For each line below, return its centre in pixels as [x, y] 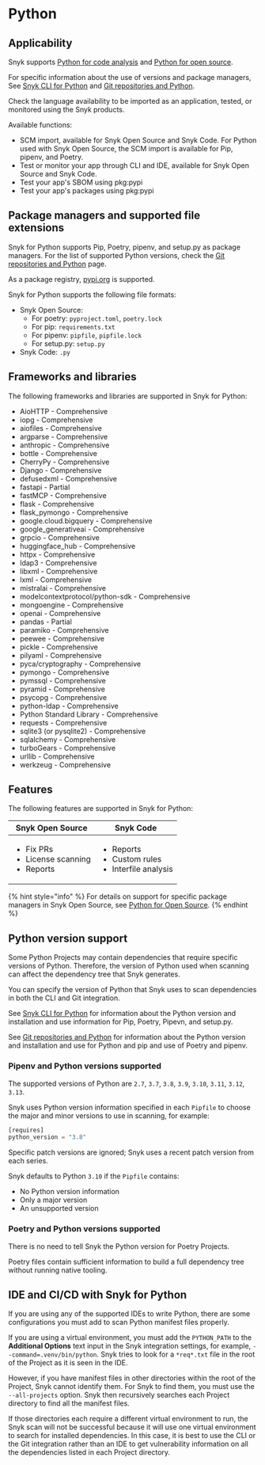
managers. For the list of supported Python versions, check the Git [117, 255]
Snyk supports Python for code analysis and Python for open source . [121, 62]
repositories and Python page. [57, 264]
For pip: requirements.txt [73, 326]
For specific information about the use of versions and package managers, [130, 77]
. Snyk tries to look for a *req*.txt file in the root [176, 1354]
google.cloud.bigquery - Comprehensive [86, 520]
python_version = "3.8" [47, 1137]
